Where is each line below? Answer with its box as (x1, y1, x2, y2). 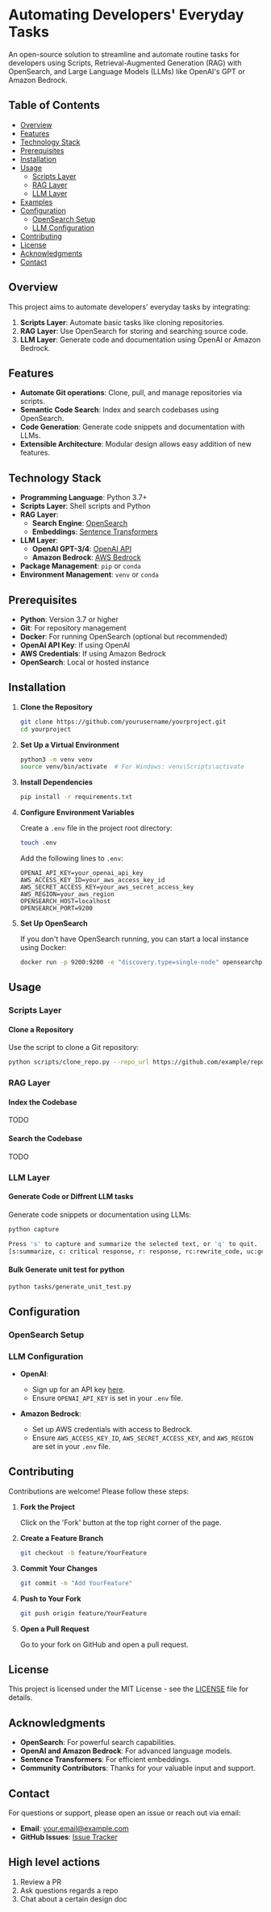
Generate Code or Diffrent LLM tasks (8, 1192, 134, 1202)
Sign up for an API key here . (31, 1385, 126, 1394)
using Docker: (19, 943, 67, 952)
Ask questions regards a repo (19, 1885, 119, 1895)
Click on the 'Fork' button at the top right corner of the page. (19, 1518, 222, 1527)
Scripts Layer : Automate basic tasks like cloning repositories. (19, 317, 225, 327)
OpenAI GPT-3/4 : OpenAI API (31, 544, 131, 554)
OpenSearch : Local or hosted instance (19, 657, 149, 667)
